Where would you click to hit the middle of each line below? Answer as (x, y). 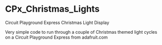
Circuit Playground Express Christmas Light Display (57, 22)
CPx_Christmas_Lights (52, 9)
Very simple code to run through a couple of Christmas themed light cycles (81, 32)
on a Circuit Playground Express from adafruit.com (56, 37)
